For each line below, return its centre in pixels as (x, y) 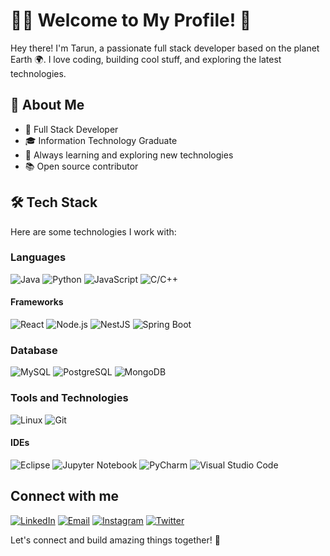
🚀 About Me (47, 105)
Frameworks (37, 302)
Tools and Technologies (69, 398)
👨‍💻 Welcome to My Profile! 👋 (131, 20)
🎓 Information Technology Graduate (101, 140)
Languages (38, 257)
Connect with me (65, 496)
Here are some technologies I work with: (93, 231)
